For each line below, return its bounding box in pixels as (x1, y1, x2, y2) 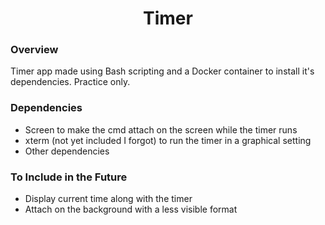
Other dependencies (24, 145, 110, 157)
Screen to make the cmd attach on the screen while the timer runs (24, 123, 298, 136)
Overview (10, 43, 59, 57)
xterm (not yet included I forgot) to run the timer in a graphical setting (24, 134, 312, 146)
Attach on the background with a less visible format (24, 203, 238, 216)
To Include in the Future (10, 170, 128, 184)
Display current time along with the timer (24, 193, 193, 205)
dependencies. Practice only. (10, 76, 131, 88)
